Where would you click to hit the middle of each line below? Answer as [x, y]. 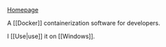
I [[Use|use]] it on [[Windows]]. [51, 36]
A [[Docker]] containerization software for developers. [84, 23]
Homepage [23, 10]
